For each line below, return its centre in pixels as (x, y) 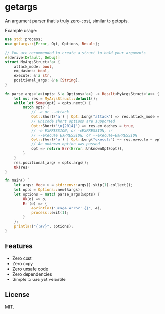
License (17, 295)
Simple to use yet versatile (39, 279)
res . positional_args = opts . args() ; (52, 162)
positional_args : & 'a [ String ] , (47, 80)
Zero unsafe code (30, 269)
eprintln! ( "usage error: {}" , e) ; (67, 208)
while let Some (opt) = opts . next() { (53, 103)
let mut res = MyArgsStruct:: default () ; (56, 98)
